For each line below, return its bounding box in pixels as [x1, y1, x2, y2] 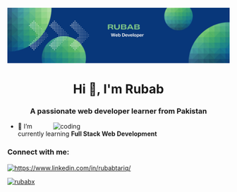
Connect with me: [7, 147, 70, 157]
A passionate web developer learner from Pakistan [30, 106, 207, 116]
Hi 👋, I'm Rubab [73, 82, 164, 97]
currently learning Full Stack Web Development [17, 129, 157, 138]
